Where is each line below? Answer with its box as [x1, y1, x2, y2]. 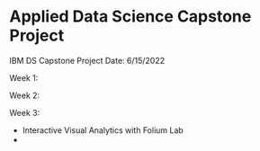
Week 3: [9, 107, 40, 118]
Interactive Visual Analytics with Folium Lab [22, 124, 184, 136]
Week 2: [9, 90, 40, 101]
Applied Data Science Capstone [9, 6, 252, 27]
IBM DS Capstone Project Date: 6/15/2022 [9, 55, 165, 66]
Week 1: [9, 72, 39, 83]
